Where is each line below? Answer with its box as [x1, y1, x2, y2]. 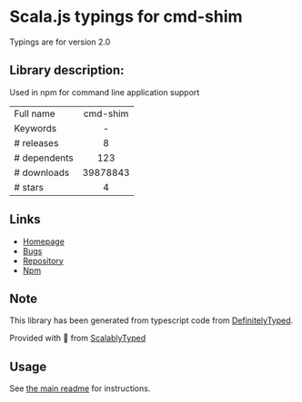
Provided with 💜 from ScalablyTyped [9, 333, 146, 344]
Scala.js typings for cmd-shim [9, 6, 243, 27]
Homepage [22, 236, 65, 247]
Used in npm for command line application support [9, 86, 200, 97]
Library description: [9, 63, 125, 78]
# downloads [14, 166, 70, 179]
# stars [14, 181, 44, 193]
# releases [14, 136, 59, 149]
